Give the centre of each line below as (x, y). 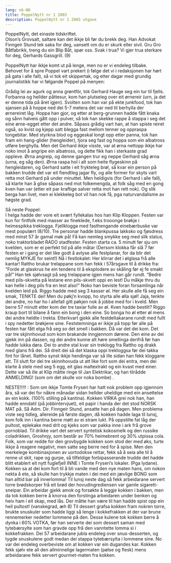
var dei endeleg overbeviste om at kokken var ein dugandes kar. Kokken (81, 544)
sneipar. (14, 490)
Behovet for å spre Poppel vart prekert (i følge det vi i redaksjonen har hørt (83, 71)
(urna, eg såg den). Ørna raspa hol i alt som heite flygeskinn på (71, 162)
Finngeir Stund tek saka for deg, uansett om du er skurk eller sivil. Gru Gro (83, 45)
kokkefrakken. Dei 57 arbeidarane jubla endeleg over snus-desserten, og (82, 533)
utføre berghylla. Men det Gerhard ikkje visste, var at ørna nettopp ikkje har (84, 146)
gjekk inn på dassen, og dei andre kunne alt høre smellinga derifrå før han (83, 340)
